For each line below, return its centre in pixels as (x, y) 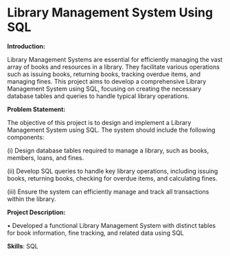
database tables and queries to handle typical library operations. (99, 96)
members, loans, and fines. (46, 158)
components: (26, 137)
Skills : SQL (23, 246)
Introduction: (26, 46)
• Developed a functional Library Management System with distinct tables (112, 225)
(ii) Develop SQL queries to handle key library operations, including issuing (113, 171)
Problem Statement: (36, 109)
